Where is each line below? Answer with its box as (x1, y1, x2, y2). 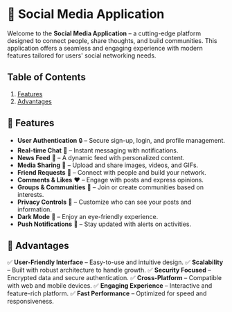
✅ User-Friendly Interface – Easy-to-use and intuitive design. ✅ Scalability (7, 258, 224, 266)
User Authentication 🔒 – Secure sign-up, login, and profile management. (17, 136, 226, 144)
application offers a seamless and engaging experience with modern (7, 44, 203, 52)
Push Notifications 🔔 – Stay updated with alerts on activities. (17, 220, 192, 228)
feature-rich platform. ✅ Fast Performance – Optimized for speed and (7, 289, 207, 297)
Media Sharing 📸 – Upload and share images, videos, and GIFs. (17, 161, 199, 169)
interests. (17, 190, 44, 198)
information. (17, 205, 52, 214)
